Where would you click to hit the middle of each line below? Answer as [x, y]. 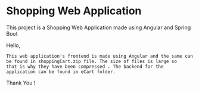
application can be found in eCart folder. [61, 72]
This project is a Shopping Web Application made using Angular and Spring [99, 27]
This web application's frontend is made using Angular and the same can [100, 56]
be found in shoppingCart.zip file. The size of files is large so [92, 61]
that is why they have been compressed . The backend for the [85, 67]
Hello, [13, 45]
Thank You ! [21, 83]
